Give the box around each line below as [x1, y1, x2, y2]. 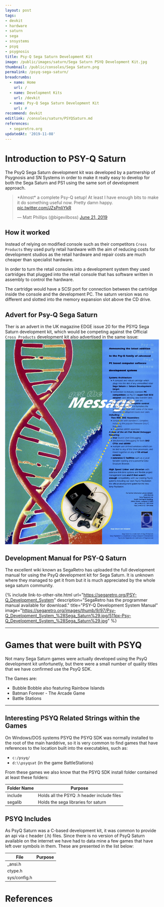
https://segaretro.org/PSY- [83, 592, 137, 598]
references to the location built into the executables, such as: [5, 745, 128, 751]
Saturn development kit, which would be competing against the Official [5, 329, 148, 335]
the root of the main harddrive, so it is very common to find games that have [5, 740, 158, 746]
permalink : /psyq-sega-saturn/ [5, 70, 69, 75]
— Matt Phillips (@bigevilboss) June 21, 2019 [17, 214, 108, 220]
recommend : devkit [5, 111, 42, 116]
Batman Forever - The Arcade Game [12, 690, 85, 696]
